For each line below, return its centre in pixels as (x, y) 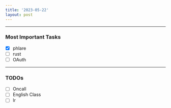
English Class (27, 95)
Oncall (19, 89)
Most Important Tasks (33, 37)
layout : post (19, 15)
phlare (19, 48)
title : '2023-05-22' (27, 10)
